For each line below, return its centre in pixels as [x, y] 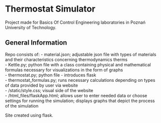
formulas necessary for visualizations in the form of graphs [64, 70]
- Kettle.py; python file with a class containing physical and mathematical [78, 64]
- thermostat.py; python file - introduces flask [51, 75]
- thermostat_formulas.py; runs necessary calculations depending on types [80, 80]
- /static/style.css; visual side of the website [49, 90]
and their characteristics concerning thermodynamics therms [66, 60]
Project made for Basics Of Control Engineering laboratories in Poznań [75, 22]
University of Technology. [31, 27]
